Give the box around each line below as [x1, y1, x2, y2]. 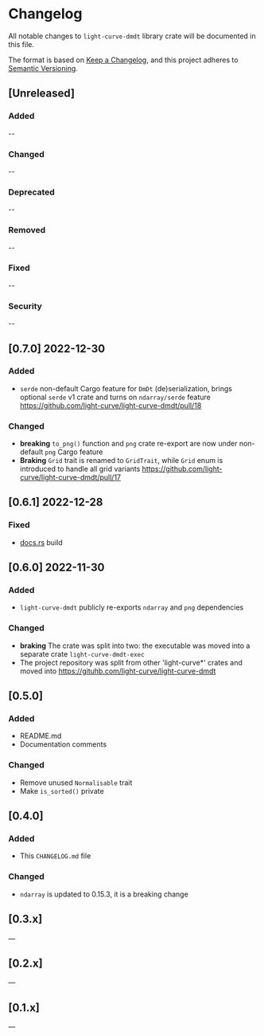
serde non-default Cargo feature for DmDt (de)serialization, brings [19, 383, 233, 393]
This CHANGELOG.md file [19, 851, 91, 861]
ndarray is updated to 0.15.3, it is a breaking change [19, 889, 188, 899]
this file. [8, 39, 34, 49]
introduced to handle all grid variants [19, 464, 141, 474]
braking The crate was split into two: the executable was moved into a [19, 641, 250, 650]
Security [8, 300, 42, 312]
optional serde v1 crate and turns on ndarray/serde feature [19, 392, 211, 402]
